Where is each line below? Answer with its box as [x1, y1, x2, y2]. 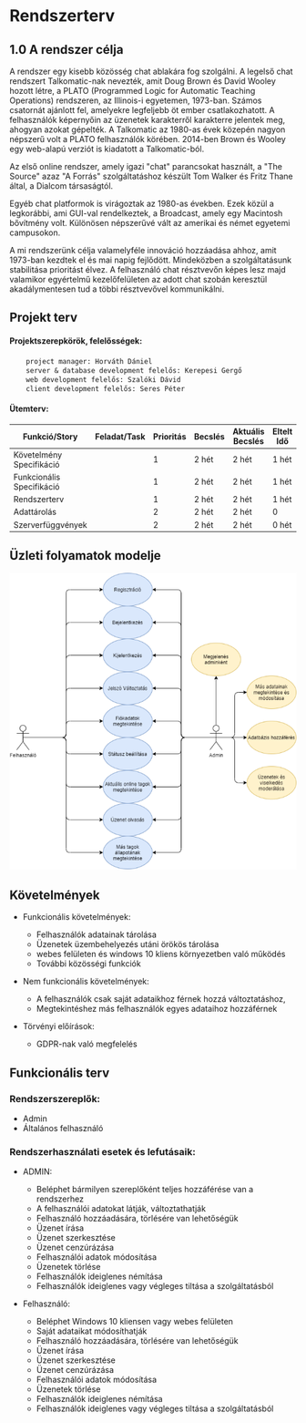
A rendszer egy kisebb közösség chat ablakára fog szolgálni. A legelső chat [9, 66, 293, 77]
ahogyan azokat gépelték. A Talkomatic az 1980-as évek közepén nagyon [9, 124, 286, 135]
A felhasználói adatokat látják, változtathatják [36, 1203, 207, 1214]
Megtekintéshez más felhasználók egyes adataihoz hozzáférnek [36, 1004, 278, 1015]
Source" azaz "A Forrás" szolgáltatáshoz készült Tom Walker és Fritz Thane [9, 170, 293, 181]
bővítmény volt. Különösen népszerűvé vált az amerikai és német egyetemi [9, 218, 291, 228]
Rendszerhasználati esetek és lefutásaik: [9, 1145, 196, 1158]
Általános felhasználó [22, 1122, 104, 1133]
